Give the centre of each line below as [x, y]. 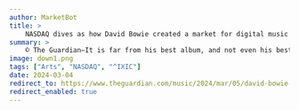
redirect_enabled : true [53, 91]
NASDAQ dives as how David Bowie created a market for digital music [157, 34]
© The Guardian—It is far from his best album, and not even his [149, 51]
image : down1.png [41, 59]
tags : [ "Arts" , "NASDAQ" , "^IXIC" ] [75, 67]
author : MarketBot [43, 17]
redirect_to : [33, 83]
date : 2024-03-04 [41, 75]
